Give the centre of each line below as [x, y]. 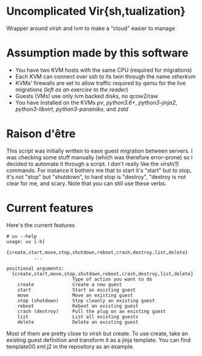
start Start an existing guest [77, 290]
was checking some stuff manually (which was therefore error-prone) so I [99, 157]
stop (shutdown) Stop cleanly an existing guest [86, 301]
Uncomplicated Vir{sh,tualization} [96, 11]
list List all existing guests [78, 317]
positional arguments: [35, 268]
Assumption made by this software [97, 53]
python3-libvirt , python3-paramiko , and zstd [72, 109]
